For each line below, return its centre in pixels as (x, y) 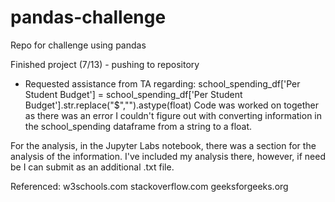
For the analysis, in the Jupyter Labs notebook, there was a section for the (163, 145)
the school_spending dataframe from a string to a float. (138, 126)
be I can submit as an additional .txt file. (92, 167)
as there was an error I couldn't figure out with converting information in (173, 115)
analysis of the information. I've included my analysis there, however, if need (168, 156)
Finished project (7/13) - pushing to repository (105, 64)
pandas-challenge (88, 17)
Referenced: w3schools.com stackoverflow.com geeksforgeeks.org (149, 186)
